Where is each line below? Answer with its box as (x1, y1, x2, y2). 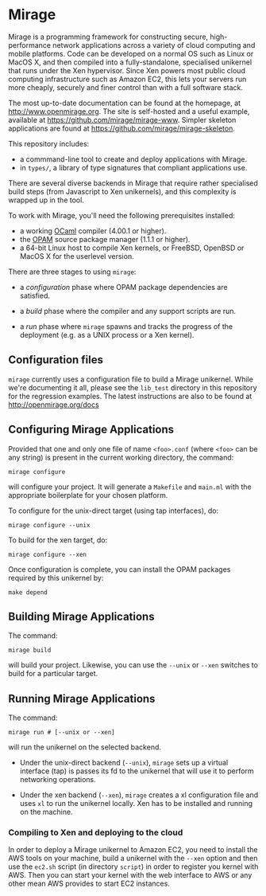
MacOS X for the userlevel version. (19, 251, 134, 260)
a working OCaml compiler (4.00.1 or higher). (19, 225, 167, 236)
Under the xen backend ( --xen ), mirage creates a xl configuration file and (19, 790, 259, 800)
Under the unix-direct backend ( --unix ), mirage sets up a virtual (19, 758, 229, 768)
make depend (8, 588, 48, 597)
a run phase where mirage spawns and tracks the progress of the (19, 321, 233, 331)
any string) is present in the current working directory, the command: (8, 452, 234, 462)
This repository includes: (8, 139, 90, 148)
